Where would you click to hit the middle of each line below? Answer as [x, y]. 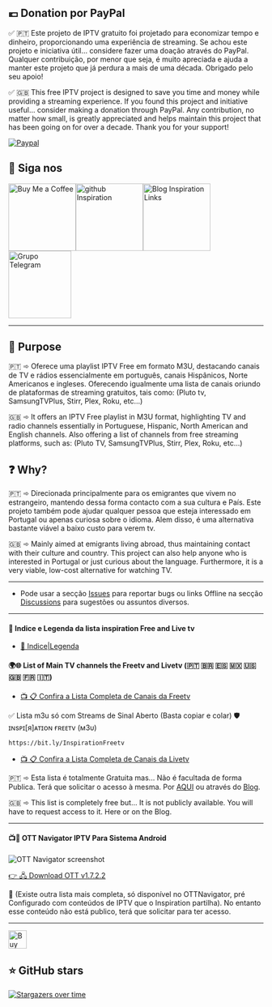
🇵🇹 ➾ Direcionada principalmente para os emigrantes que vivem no [122, 493]
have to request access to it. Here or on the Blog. [90, 811]
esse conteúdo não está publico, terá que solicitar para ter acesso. [120, 911]
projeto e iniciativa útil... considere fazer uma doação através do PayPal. [129, 50]
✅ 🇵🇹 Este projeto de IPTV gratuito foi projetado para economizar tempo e [134, 32]
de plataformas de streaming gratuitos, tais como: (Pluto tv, [107, 393]
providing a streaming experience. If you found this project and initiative [128, 101]
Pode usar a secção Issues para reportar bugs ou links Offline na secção [141, 594]
